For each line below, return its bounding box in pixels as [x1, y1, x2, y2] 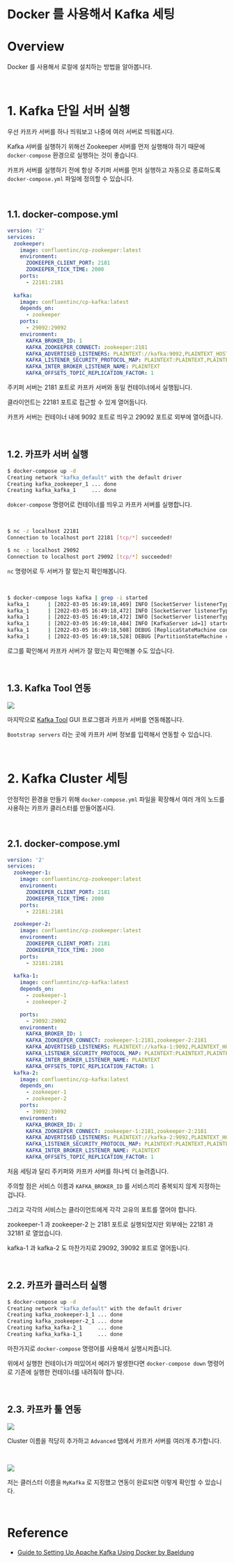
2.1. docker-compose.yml [7, 838, 120, 850]
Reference [7, 1525, 68, 1541]
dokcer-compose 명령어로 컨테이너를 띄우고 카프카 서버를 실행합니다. [7, 500, 193, 509]
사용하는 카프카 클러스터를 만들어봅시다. [7, 803, 116, 812]
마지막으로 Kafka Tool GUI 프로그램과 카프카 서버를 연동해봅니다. [7, 715, 185, 723]
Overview [7, 39, 65, 54]
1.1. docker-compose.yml [7, 208, 118, 220]
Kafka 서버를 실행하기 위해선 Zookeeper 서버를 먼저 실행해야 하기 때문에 [7, 142, 205, 151]
